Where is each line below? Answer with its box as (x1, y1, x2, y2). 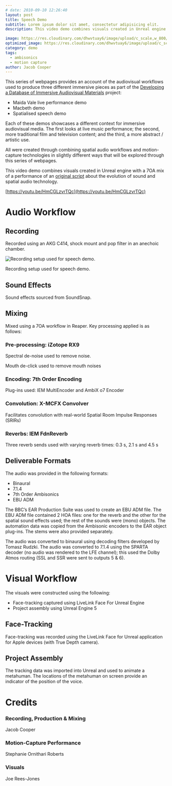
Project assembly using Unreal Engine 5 (12, 605, 97, 611)
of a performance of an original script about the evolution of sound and (5, 173, 155, 179)
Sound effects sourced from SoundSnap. (5, 294, 92, 301)
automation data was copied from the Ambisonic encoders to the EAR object (5, 522, 167, 529)
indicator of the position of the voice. (5, 679, 83, 685)
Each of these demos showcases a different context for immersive (5, 120, 145, 126)
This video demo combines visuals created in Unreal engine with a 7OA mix (5, 167, 164, 174)
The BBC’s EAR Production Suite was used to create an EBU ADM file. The (5, 507, 162, 513)
